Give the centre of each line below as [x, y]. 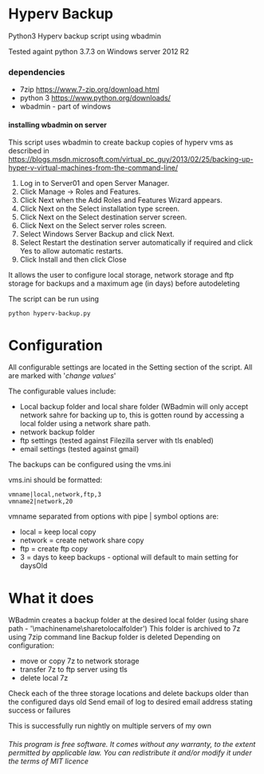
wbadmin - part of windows [65, 107]
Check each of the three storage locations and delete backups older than [128, 693]
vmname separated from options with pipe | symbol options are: [114, 516]
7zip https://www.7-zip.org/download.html [89, 89]
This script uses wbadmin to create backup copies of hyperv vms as [121, 142]
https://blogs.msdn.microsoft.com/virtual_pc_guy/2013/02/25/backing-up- [131, 160]
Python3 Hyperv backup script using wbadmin [85, 36]
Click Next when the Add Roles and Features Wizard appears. [121, 200]
